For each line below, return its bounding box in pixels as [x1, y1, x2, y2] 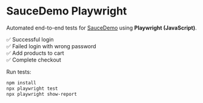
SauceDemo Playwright [6, 4, 127, 18]
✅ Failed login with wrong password [6, 42, 96, 49]
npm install [6, 80, 36, 86]
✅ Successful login [6, 36, 54, 43]
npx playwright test [6, 86, 59, 92]
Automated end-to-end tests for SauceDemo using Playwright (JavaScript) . [6, 24, 197, 31]
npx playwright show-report [6, 91, 78, 97]
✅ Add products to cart [6, 49, 64, 57]
